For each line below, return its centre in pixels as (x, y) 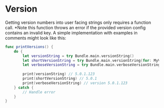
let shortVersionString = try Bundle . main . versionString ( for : (87, 60)
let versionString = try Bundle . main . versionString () (78, 56)
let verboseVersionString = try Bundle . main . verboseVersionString (92, 65)
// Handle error (39, 92)
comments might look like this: (36, 38)
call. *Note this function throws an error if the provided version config (75, 27)
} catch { (24, 88)
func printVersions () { (29, 47)
